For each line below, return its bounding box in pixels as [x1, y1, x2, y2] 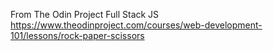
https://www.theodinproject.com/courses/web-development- [10, 19, 263, 31]
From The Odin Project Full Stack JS [10, 9, 160, 20]
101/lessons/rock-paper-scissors [10, 30, 145, 41]
